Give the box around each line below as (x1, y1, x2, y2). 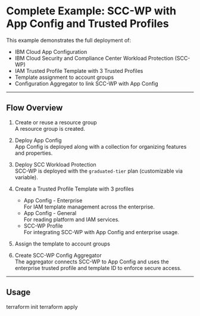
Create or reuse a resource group (14, 118, 97, 126)
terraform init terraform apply (6, 303, 79, 310)
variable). (14, 173, 39, 180)
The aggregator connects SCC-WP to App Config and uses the (14, 258, 169, 265)
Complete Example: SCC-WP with (6, 4, 177, 18)
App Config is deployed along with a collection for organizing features (14, 143, 187, 150)
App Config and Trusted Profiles (6, 17, 169, 30)
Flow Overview (6, 103, 63, 113)
